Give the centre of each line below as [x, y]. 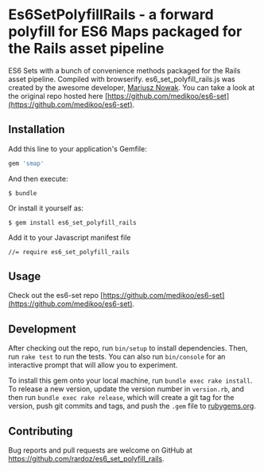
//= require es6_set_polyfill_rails [69, 252]
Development [43, 329]
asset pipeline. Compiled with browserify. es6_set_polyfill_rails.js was [122, 79]
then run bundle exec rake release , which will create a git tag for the [121, 398]
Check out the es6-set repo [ [56, 296]
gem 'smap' [26, 163]
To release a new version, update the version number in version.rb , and [126, 389]
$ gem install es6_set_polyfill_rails [72, 222]
